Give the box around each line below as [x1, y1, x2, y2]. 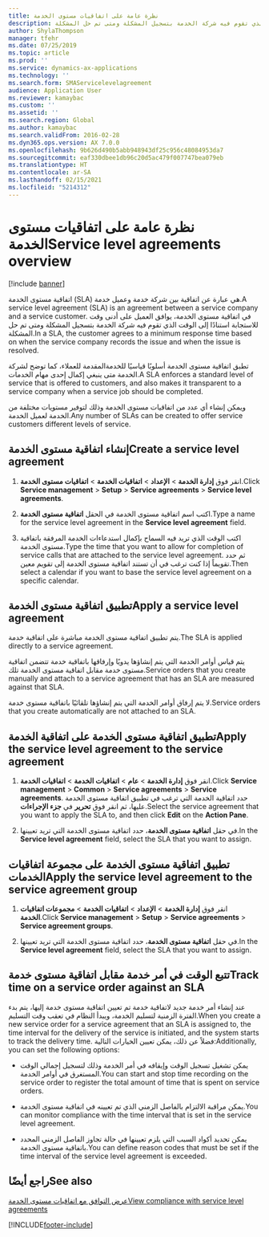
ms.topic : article [8, 49, 70, 57]
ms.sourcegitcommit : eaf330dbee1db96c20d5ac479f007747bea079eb [8, 153, 224, 161]
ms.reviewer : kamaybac [8, 94, 84, 102]
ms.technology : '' [8, 71, 70, 79]
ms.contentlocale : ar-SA [8, 169, 91, 177]
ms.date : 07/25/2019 [8, 42, 78, 50]
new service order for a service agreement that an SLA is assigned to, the [8, 1019, 251, 1028]
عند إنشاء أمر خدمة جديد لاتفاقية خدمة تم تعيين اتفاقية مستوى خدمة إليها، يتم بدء [8, 1002, 246, 1011]
